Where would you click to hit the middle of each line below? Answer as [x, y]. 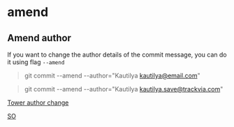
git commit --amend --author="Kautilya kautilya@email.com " [112, 75]
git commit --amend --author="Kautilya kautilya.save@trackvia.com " [124, 89]
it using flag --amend [36, 62]
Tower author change [38, 103]
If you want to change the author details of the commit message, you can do [117, 54]
